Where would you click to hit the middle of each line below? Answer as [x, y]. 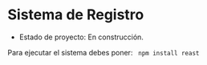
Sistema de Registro [76, 15]
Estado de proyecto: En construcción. [81, 37]
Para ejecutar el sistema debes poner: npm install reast [103, 52]
